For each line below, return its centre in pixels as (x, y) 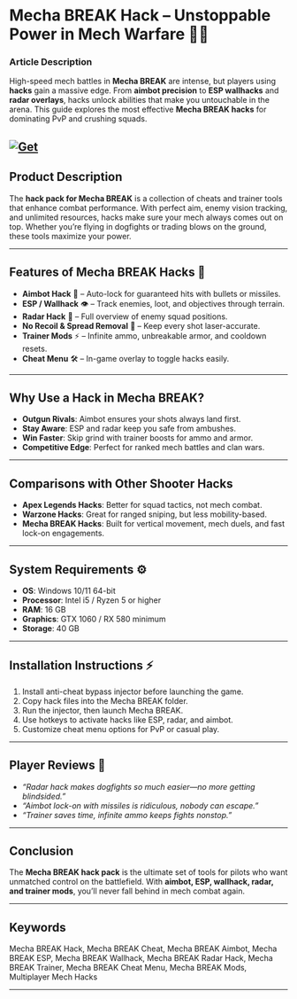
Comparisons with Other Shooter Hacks (121, 484)
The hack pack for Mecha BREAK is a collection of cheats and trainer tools (146, 198)
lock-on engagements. (63, 534)
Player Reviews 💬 (57, 765)
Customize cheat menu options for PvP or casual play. (121, 729)
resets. (34, 348)
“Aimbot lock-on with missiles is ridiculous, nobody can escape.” (140, 805)
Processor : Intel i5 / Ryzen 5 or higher (91, 600)
